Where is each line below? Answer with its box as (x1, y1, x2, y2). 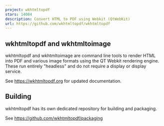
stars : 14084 (5, 12, 32, 17)
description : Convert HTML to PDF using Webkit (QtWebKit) (5, 16, 131, 21)
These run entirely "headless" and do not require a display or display (5, 63, 147, 69)
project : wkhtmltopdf (5, 7, 50, 12)
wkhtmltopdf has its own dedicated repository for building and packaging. (5, 105, 157, 112)
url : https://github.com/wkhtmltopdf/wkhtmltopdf (5, 21, 111, 26)
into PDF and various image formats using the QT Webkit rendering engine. (5, 58, 160, 64)
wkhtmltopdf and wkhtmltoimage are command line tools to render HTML (5, 53, 156, 59)
